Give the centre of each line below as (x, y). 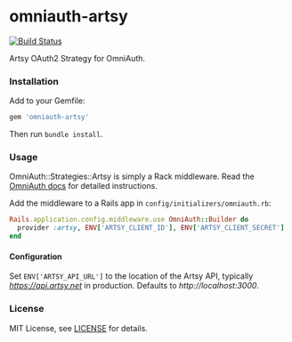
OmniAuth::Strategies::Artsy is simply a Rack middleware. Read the (132, 176)
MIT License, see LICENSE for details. (79, 328)
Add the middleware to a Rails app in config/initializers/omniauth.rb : (140, 203)
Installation (34, 81)
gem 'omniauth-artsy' (49, 118)
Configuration (36, 256)
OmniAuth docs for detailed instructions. (83, 186)
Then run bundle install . (56, 134)
